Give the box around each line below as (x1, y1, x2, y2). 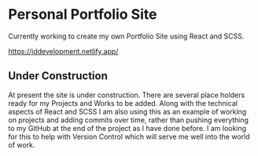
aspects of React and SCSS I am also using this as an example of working (8, 107, 247, 116)
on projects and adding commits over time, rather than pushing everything (8, 115, 249, 125)
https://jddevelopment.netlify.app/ (8, 46, 119, 56)
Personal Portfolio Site (8, 5, 157, 24)
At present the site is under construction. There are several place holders (8, 90, 245, 100)
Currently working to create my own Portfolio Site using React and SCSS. (8, 31, 245, 41)
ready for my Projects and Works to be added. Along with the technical (8, 98, 238, 107)
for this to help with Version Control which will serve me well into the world (8, 132, 250, 141)
